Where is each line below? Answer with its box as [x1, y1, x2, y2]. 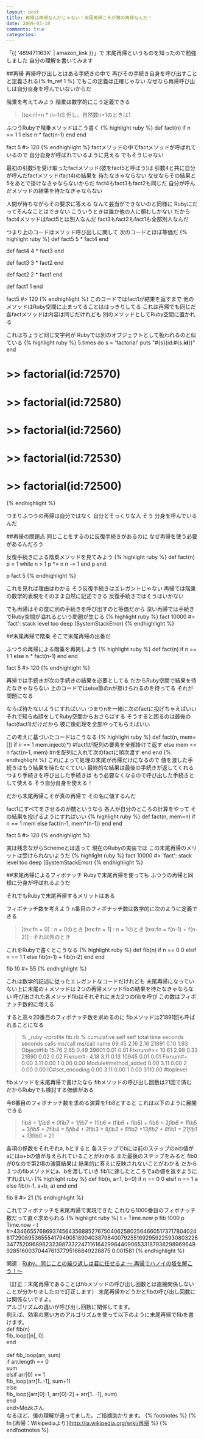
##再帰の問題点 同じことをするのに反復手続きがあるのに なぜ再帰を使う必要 [6, 533, 198, 540]
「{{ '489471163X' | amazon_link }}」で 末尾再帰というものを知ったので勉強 [6, 50, 197, 57]
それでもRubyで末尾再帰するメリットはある [6, 892, 116, 899]
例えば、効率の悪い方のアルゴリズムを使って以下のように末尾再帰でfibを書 [6, 1311, 194, 1318]
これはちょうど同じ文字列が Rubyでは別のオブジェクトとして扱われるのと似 [6, 331, 197, 339]
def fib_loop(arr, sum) [6, 1351, 61, 1358]
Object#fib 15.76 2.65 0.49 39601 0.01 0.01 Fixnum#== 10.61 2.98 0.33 [21, 1046, 198, 1054]
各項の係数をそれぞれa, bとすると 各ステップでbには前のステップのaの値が [6, 1144, 194, 1152]
